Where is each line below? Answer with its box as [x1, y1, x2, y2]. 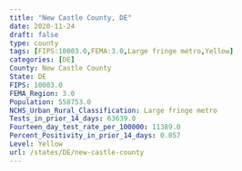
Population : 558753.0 [9, 97, 92, 107]
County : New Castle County [9, 64, 112, 73]
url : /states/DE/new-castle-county [9, 147, 145, 157]
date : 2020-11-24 [9, 22, 76, 31]
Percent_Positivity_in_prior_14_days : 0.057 [9, 131, 181, 140]
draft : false [9, 30, 59, 39]
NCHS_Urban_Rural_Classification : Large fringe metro [9, 106, 218, 115]
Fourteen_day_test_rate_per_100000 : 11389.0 [9, 123, 181, 132]
